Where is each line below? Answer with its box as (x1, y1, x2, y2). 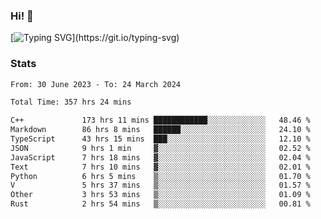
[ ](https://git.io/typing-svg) (10, 32, 180, 44)
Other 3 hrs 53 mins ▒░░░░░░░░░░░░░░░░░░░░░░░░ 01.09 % (10, 190, 311, 200)
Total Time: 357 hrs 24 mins (10, 97, 132, 108)
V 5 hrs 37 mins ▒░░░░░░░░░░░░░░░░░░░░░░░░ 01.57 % (10, 180, 311, 191)
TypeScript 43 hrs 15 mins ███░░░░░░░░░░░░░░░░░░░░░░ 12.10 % (10, 134, 311, 144)
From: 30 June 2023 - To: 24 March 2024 (10, 79, 182, 89)
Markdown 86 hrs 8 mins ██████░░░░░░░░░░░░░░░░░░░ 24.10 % (10, 125, 311, 135)
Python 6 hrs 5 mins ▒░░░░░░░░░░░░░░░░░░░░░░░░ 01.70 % (10, 171, 311, 181)
